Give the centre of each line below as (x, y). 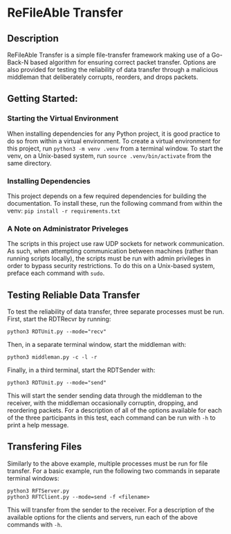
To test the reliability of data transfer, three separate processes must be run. (116, 312)
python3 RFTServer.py (38, 491)
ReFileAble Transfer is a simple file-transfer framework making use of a (109, 55)
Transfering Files (45, 447)
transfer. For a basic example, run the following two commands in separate (113, 471)
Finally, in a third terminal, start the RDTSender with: (81, 370)
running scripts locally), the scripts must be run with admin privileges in (109, 258)
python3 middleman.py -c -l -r (52, 357)
